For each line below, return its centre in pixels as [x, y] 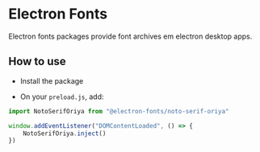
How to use [37, 62]
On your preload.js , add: [62, 97]
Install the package [52, 80]
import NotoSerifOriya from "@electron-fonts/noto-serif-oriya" [119, 111]
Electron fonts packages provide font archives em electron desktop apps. [130, 36]
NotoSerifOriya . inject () [65, 134]
